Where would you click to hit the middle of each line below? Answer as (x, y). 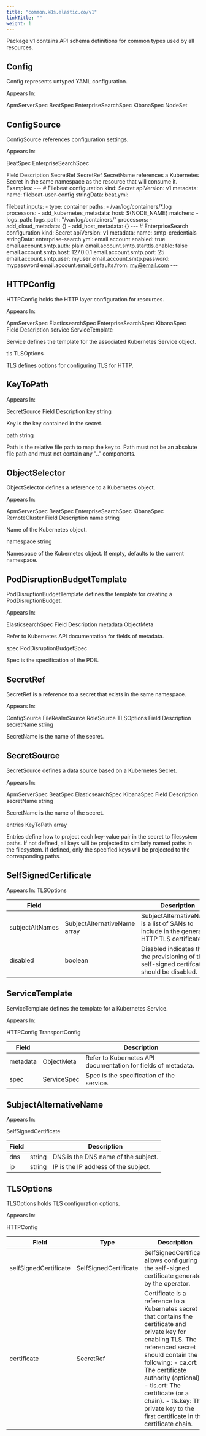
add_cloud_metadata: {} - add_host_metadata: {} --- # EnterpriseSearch (97, 226)
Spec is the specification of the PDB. (53, 660)
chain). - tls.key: (168, 1401)
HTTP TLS (156, 939)
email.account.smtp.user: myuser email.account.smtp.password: (88, 259)
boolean (77, 960)
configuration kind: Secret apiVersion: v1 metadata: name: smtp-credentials (102, 233)
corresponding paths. (34, 856)
